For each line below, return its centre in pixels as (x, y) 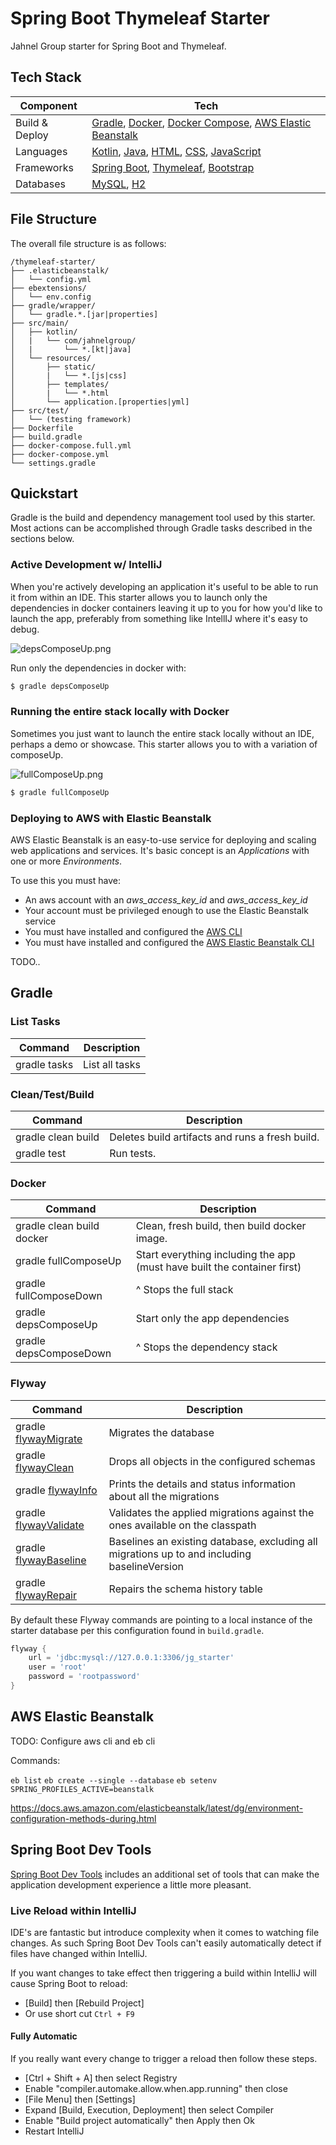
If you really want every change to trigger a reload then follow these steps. (164, 2059)
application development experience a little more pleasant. (131, 1884)
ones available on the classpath (182, 1525)
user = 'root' (57, 1667)
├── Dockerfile (42, 428)
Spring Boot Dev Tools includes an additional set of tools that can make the (165, 1874)
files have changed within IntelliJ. (79, 1953)
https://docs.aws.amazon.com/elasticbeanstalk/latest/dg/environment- (157, 1808)
